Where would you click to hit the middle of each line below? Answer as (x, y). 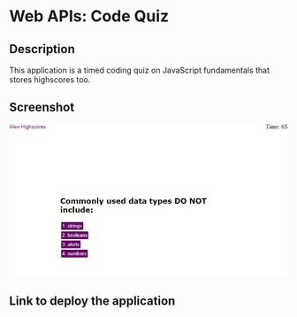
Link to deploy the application (92, 302)
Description (42, 49)
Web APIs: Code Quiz (89, 16)
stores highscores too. (50, 80)
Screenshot (42, 108)
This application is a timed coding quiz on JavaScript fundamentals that (140, 70)
